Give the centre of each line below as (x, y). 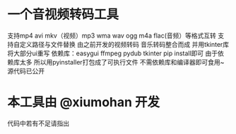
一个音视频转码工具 (63, 15)
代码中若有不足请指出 (38, 123)
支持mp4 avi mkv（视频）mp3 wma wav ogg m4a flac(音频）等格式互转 (112, 35)
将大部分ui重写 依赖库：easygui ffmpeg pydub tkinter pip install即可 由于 (113, 53)
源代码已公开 (26, 71)
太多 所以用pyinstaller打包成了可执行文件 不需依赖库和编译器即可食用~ (122, 62)
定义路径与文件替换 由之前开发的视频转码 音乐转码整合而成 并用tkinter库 (124, 44)
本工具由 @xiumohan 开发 (84, 102)
